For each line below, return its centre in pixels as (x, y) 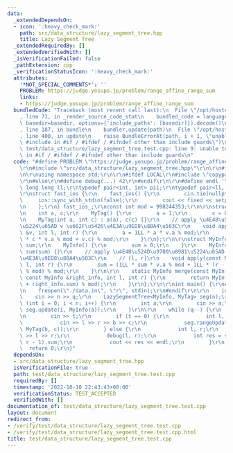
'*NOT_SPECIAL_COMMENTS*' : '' (63, 85)
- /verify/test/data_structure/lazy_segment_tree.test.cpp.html (102, 432)
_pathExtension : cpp (43, 65)
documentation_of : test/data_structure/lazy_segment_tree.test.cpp (107, 407)
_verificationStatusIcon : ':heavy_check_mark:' (84, 71)
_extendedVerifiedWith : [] (52, 53)
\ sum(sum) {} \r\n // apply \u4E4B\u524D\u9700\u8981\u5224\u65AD (122, 252)
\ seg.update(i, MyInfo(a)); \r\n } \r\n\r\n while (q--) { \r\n (121, 310)
